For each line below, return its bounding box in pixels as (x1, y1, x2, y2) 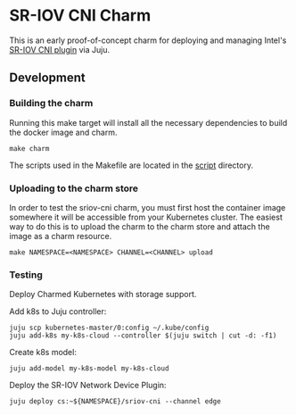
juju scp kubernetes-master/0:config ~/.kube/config (9, 323, 210, 333)
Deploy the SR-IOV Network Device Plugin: (9, 380, 167, 391)
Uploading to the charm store (9, 182, 139, 195)
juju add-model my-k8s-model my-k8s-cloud (9, 364, 169, 373)
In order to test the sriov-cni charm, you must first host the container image (9, 202, 286, 212)
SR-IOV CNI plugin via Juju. (9, 44, 110, 54)
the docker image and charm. (9, 127, 118, 137)
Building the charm (9, 97, 94, 110)
